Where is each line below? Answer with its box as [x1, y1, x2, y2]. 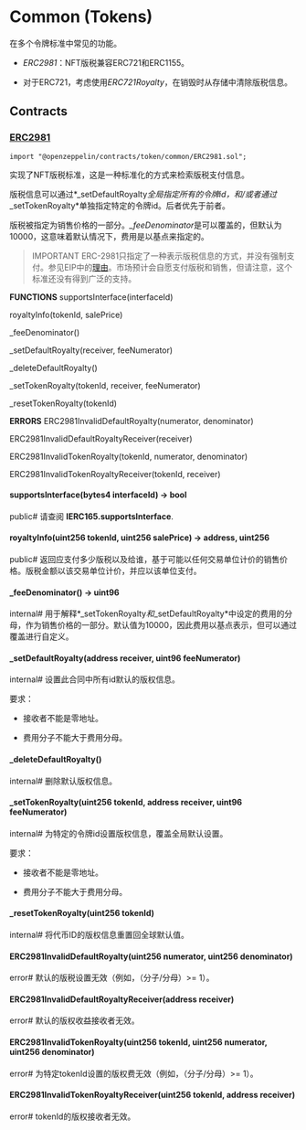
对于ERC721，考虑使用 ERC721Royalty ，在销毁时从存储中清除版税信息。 [22, 76, 292, 88]
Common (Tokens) [9, 6, 153, 27]
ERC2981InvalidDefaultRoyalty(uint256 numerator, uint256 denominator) [9, 951, 294, 962]
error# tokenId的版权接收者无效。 [9, 1111, 136, 1122]
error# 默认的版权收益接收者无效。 [9, 1015, 140, 1026]
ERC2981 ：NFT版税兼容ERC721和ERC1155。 [22, 57, 190, 68]
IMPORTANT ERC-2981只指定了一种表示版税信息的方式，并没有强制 [31, 250, 288, 261]
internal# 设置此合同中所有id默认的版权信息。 [9, 674, 181, 685]
